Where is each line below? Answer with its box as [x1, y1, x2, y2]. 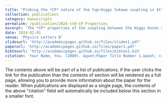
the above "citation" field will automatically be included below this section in [5, 88, 161, 94]
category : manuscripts [5, 16, 52, 21]
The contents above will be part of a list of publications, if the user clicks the [5, 67, 162, 73]
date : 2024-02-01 [5, 30, 41, 35]
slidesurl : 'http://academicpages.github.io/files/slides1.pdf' [5, 40, 141, 45]
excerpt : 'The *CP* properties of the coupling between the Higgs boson [5, 26, 159, 31]
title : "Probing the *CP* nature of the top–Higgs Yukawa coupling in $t [5, 7, 162, 12]
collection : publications [5, 12, 59, 17]
